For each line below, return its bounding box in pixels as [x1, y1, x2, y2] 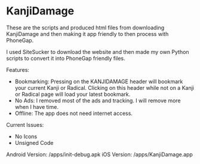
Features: [6, 66, 30, 73]
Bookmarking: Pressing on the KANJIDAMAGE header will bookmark [14, 78, 183, 85]
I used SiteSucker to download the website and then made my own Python [6, 48, 189, 55]
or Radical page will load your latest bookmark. [14, 90, 131, 98]
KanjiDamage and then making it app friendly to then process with [6, 30, 169, 37]
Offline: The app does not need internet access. [14, 110, 133, 117]
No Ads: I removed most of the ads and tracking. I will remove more [14, 97, 181, 104]
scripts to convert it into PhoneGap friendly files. [6, 54, 125, 62]
